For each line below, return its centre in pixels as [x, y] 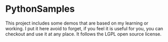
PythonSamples [40, 9]
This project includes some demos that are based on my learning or [77, 23]
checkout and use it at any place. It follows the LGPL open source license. [83, 34]
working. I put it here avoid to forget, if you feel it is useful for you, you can [84, 28]
